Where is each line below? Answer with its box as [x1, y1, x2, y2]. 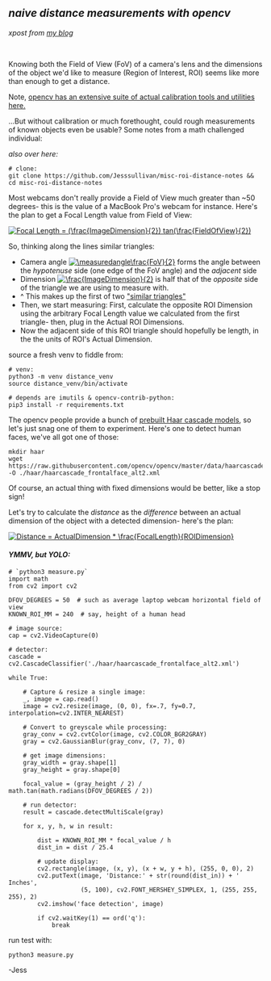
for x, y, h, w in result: [23, 823, 114, 831]
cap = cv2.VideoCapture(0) [8, 631, 99, 640]
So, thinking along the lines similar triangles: [8, 241, 155, 251]
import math [8, 575, 48, 584]
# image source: [8, 625, 63, 633]
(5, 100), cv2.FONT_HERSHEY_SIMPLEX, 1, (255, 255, [80, 886, 258, 895]
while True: [8, 674, 48, 682]
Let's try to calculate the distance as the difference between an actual [8, 507, 241, 517]
